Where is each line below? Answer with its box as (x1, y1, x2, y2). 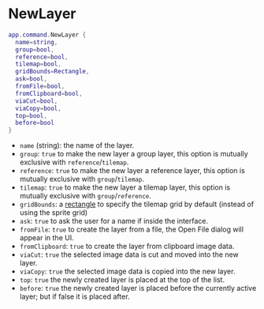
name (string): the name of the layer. (19, 141, 135, 150)
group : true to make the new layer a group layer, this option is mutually (19, 149, 248, 159)
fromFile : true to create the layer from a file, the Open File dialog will (19, 224, 244, 234)
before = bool (15, 119, 55, 127)
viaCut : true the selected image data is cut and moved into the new (19, 250, 239, 259)
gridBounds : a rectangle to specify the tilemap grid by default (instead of (19, 199, 255, 209)
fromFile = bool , (15, 82, 65, 91)
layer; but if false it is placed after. (19, 292, 130, 301)
